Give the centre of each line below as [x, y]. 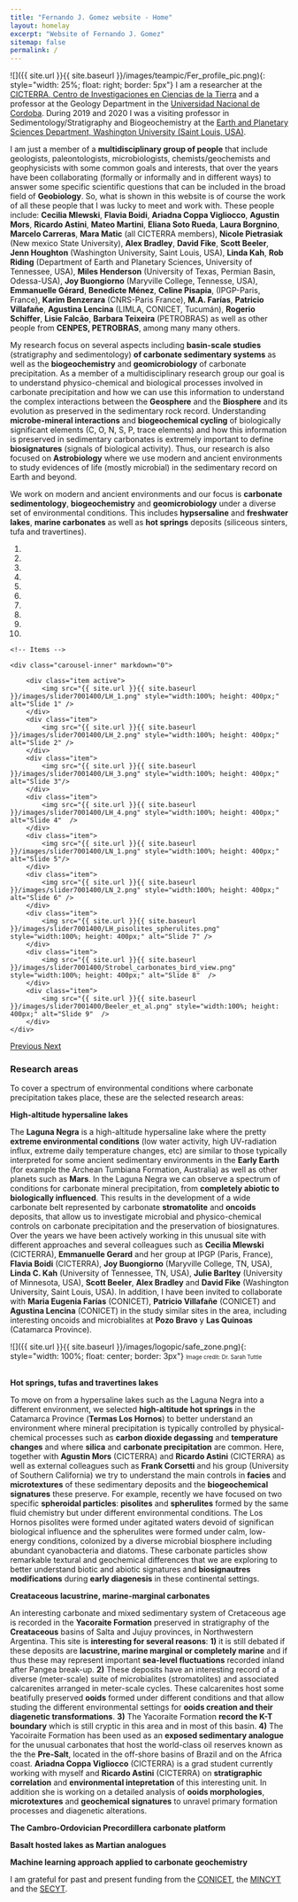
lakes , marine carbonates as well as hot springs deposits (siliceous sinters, [149, 523]
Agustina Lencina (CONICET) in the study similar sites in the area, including [149, 1311]
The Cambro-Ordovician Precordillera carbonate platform [118, 1828]
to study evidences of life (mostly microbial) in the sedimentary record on [144, 468]
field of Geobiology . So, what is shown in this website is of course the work [148, 197]
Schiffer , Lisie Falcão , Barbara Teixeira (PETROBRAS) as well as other [139, 319]
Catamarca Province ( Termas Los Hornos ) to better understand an [131, 1419]
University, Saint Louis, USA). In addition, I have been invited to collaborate [146, 1292]
